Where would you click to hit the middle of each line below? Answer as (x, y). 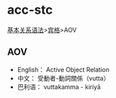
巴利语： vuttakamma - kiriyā (59, 87)
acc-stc (30, 10)
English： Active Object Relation (63, 69)
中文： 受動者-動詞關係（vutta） (63, 78)
